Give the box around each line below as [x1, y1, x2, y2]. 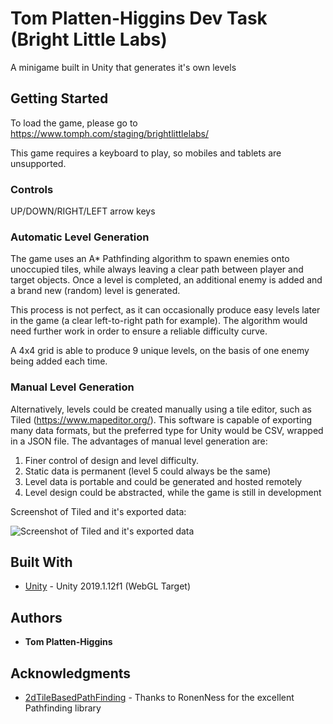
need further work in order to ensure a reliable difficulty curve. [10, 325, 268, 337]
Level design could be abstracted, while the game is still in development [24, 486, 322, 498]
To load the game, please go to [10, 117, 138, 129]
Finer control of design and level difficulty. [24, 454, 200, 466]
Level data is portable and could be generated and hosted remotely [24, 475, 303, 487]
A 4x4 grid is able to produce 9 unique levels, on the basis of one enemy [10, 345, 310, 357]
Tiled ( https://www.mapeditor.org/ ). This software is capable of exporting [10, 413, 313, 426]
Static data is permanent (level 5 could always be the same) [24, 465, 272, 477]
